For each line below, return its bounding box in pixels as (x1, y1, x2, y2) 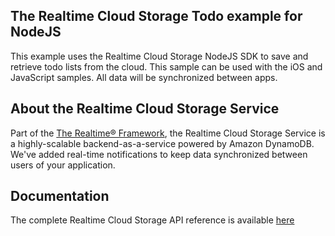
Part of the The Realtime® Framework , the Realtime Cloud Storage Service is (10, 127, 326, 139)
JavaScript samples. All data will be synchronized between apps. (10, 71, 278, 83)
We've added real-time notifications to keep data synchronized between (10, 148, 308, 160)
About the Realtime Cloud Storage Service (10, 100, 280, 118)
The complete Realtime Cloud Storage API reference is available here (10, 214, 295, 226)
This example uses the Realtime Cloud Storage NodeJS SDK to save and (10, 50, 309, 62)
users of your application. (10, 159, 116, 171)
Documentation (10, 188, 110, 205)
